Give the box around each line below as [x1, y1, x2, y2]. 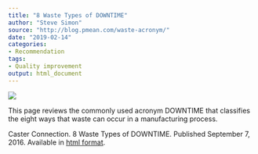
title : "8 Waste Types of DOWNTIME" [8, 11, 128, 20]
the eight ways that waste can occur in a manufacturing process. [8, 114, 218, 124]
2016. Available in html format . [8, 138, 106, 147]
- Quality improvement [8, 63, 82, 70]
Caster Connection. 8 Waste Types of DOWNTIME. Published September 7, [8, 129, 250, 138]
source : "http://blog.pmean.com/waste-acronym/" [8, 26, 170, 34]
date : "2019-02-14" [8, 33, 72, 41]
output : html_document [8, 70, 82, 77]
